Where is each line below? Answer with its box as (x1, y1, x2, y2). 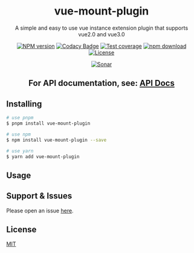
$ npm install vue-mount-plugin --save (6, 137, 107, 143)
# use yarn (6, 148, 34, 154)
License (6, 224, 37, 234)
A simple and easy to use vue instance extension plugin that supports (15, 24, 189, 31)
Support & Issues (6, 191, 73, 201)
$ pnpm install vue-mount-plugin (6, 120, 91, 126)
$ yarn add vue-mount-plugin (6, 153, 80, 160)
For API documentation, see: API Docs (28, 78, 175, 88)
